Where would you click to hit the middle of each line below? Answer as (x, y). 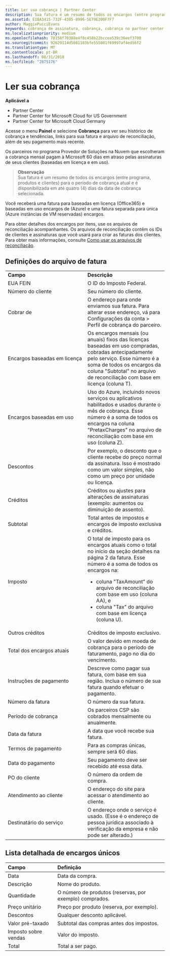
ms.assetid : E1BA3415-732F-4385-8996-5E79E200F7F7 (60, 19)
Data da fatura (25, 734)
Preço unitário (25, 907)
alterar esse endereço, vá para (124, 312)
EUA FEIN (19, 283)
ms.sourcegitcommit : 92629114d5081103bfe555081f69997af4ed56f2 (73, 43)
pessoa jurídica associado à (121, 822)
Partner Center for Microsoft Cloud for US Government (70, 116)
